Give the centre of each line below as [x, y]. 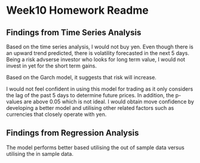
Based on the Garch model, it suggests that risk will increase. [81, 77]
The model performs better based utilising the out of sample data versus [96, 147]
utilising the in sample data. [40, 153]
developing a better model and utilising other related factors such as [90, 108]
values [14, 102]
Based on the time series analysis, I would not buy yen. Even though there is [100, 47]
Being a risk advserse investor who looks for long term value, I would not [96, 59]
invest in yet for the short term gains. [52, 66]
